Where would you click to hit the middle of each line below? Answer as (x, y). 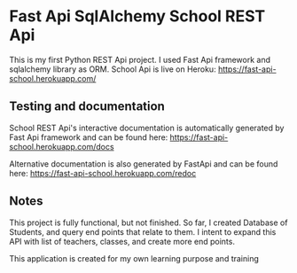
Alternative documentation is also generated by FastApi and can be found (144, 164)
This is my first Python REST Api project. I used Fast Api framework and (140, 59)
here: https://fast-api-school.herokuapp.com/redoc (103, 173)
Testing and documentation (87, 107)
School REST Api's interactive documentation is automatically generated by (147, 128)
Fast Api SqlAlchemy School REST (137, 16)
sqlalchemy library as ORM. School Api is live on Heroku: (113, 69)
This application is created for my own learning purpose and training (134, 258)
